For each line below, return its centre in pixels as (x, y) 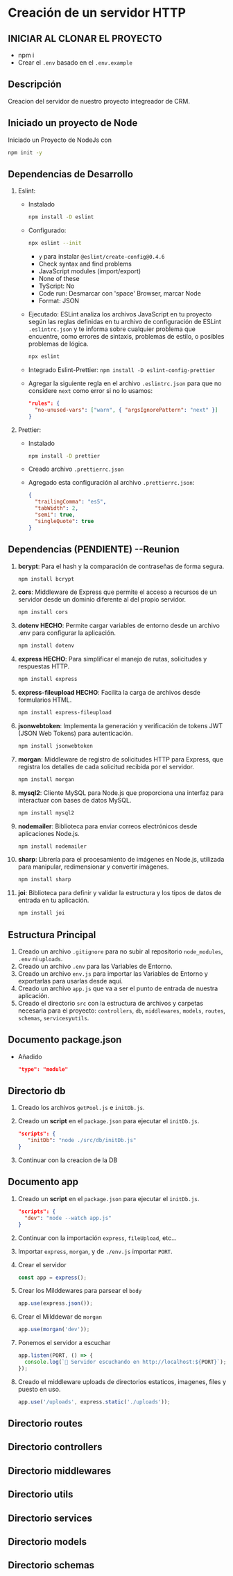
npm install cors (43, 612)
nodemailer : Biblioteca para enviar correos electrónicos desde (107, 826)
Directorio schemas (51, 1565)
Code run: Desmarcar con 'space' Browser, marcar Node (120, 294)
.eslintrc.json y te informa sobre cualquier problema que (112, 329)
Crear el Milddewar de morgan (60, 1317)
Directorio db (37, 1091)
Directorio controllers (55, 1447)
